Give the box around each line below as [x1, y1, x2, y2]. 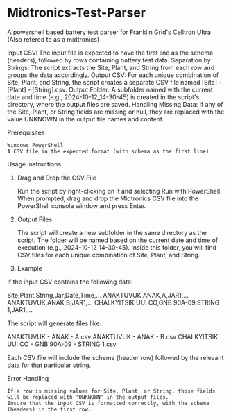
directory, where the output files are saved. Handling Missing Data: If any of [7, 100, 223, 108]
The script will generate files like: [7, 319, 102, 327]
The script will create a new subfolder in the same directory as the [17, 228, 207, 237]
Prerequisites [7, 128, 45, 137]
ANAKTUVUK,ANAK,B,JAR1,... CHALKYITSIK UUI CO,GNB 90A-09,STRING [7, 298, 220, 307]
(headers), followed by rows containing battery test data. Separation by [7, 55, 212, 64]
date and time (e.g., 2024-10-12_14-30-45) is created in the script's [7, 92, 200, 101]
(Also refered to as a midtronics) [7, 35, 100, 43]
